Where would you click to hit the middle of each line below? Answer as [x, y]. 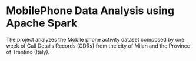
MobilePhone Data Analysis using [90, 11]
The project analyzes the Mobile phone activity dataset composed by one [95, 39]
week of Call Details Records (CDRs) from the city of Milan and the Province [98, 46]
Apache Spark [42, 23]
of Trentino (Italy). [28, 52]
